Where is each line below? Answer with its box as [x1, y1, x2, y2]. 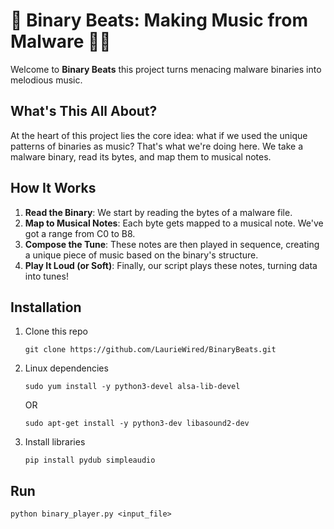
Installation [10, 299, 82, 316]
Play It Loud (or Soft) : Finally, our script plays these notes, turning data [24, 259, 318, 271]
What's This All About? [10, 103, 158, 120]
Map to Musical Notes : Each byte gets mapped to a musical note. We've [24, 217, 324, 229]
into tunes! [24, 270, 69, 282]
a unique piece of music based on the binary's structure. [24, 249, 259, 261]
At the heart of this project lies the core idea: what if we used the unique [10, 129, 308, 141]
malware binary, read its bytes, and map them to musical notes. [10, 150, 272, 163]
